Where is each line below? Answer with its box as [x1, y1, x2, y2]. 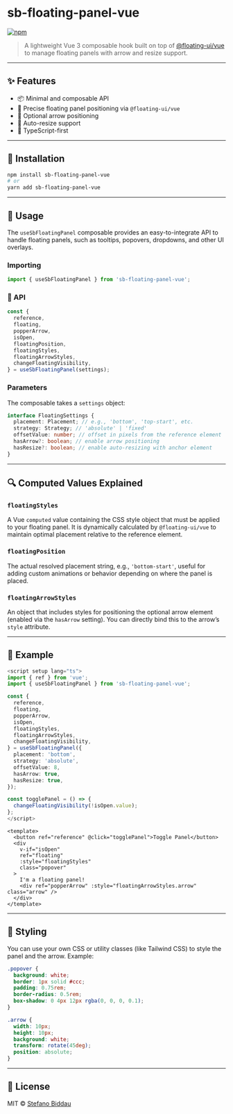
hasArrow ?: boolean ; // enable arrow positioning [13, 438, 159, 445]
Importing [7, 260, 42, 270]
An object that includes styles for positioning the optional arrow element [7, 607, 214, 616]
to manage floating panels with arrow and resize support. [24, 49, 189, 57]
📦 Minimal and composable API [17, 94, 110, 102]
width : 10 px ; [13, 1022, 51, 1030]
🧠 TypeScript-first [17, 126, 69, 135]
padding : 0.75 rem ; [13, 984, 67, 992]
